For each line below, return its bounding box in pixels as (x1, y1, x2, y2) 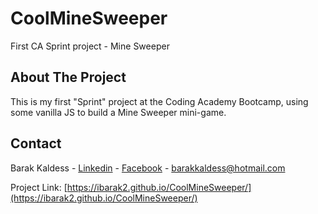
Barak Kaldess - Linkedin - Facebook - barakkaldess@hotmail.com (10, 162, 286, 174)
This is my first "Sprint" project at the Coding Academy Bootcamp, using (10, 95, 309, 107)
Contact (10, 135, 62, 152)
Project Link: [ (10, 181, 68, 193)
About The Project (10, 69, 127, 86)
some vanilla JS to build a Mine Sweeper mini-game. (10, 106, 227, 118)
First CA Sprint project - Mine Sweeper (10, 40, 170, 52)
